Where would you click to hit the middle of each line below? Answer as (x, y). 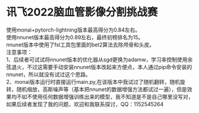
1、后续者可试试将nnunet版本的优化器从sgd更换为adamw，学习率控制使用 (97, 59)
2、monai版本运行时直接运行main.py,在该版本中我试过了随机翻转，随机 (93, 81)
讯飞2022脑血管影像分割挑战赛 (82, 12)
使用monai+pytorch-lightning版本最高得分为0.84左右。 (73, 30)
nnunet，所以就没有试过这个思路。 (48, 74)
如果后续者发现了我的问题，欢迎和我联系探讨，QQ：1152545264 (85, 104)
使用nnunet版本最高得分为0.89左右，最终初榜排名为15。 (75, 37)
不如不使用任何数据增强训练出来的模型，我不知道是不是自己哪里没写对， (105, 96)
